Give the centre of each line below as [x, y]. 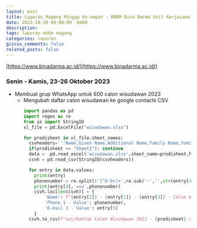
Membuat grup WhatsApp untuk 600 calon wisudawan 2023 [88, 94]
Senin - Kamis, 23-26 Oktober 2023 [58, 81]
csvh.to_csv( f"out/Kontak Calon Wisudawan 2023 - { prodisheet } [107, 219]
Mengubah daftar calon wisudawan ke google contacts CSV [96, 101]
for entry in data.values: [62, 170]
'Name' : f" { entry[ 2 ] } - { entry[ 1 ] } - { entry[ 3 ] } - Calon [115, 197]
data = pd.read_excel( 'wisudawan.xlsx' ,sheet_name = [94, 154]
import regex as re [47, 116]
